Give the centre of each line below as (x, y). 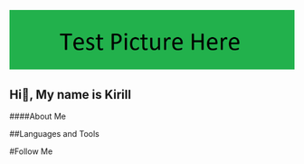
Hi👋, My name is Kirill (70, 95)
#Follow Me (31, 151)
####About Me (38, 116)
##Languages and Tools (54, 134)
